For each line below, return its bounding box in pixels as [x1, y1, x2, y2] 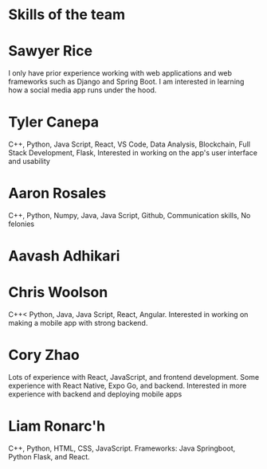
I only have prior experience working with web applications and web [8, 68, 233, 78]
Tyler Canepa [8, 113, 100, 131]
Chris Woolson [8, 283, 108, 302]
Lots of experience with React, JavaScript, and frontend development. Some [8, 373, 260, 382]
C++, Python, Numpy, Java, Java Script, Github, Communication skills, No [8, 211, 251, 220]
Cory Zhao [8, 346, 80, 364]
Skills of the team [8, 6, 126, 24]
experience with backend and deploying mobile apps [8, 389, 183, 399]
